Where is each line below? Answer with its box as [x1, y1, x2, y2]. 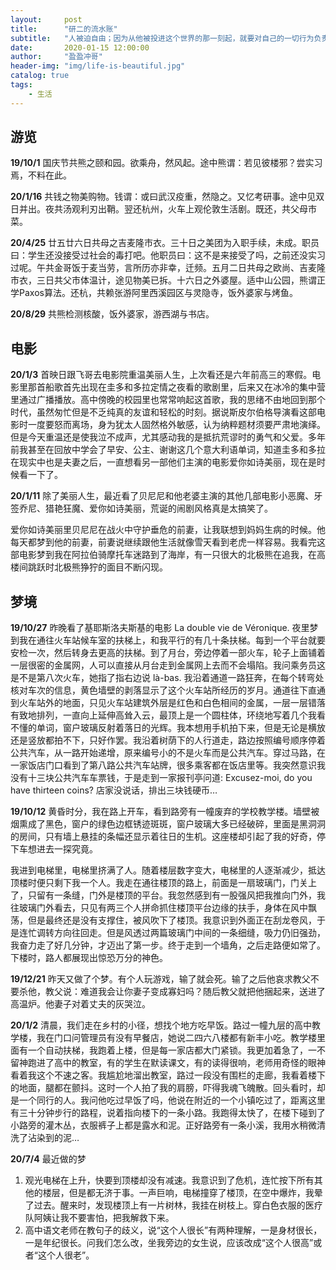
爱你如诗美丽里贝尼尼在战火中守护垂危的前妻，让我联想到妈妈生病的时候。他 [10, 524, 326, 536]
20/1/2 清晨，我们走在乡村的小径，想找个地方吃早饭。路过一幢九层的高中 [10, 1019, 312, 1031]
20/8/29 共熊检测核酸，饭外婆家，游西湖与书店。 [10, 308, 215, 320]
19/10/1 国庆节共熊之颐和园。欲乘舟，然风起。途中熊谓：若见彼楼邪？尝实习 [10, 157, 323, 169]
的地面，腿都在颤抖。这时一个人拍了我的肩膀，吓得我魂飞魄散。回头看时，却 [10, 1082, 326, 1094]
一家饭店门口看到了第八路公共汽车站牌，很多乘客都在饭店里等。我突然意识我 [10, 759, 326, 771]
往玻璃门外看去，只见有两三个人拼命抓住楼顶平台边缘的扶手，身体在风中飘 [10, 902, 317, 914]
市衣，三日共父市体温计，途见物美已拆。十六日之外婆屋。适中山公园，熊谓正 [10, 274, 326, 286]
